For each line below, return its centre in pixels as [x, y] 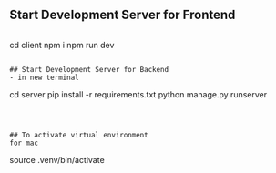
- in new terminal [44, 77]
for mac [24, 143]
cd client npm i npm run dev [62, 45]
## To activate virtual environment [79, 135]
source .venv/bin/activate [57, 159]
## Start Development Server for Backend [89, 69]
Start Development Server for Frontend [123, 15]
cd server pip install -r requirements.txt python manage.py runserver [138, 94]
